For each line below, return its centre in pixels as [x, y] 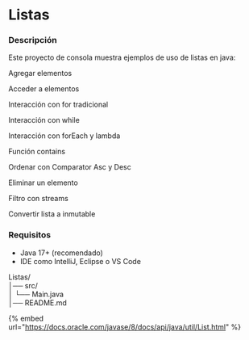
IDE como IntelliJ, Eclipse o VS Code [80, 261]
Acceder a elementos [44, 89]
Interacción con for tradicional [58, 105]
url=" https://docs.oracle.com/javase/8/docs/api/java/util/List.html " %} [125, 327]
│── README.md [37, 302]
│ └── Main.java [36, 294]
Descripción [33, 40]
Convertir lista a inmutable [52, 214]
